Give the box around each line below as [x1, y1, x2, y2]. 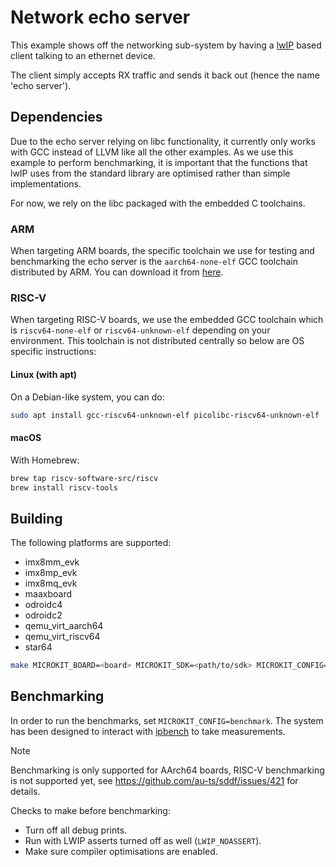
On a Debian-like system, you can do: [10, 391, 165, 403]
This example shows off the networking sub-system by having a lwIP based [10, 39, 322, 51]
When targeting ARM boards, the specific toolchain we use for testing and [10, 245, 315, 257]
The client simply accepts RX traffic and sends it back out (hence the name [10, 69, 320, 81]
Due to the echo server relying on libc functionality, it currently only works [10, 135, 316, 147]
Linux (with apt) [10, 368, 78, 380]
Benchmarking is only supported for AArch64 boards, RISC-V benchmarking [10, 764, 325, 776]
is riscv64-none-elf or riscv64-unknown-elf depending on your [10, 324, 271, 336]
